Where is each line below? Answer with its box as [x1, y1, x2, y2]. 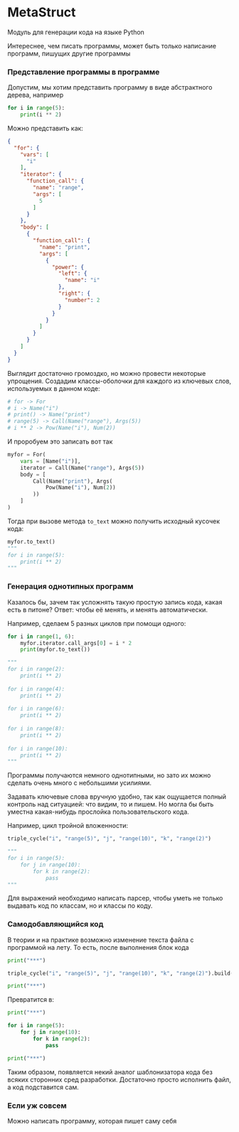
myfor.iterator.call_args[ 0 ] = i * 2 [20, 639, 132, 646]
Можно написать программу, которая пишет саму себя [7, 1116, 177, 1125]
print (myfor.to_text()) [20, 646, 91, 654]
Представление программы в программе [7, 67, 160, 77]
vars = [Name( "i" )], [20, 457, 81, 465]
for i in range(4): [7, 685, 65, 693]
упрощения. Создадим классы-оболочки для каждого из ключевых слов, [7, 377, 232, 385]
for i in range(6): [7, 706, 65, 713]
